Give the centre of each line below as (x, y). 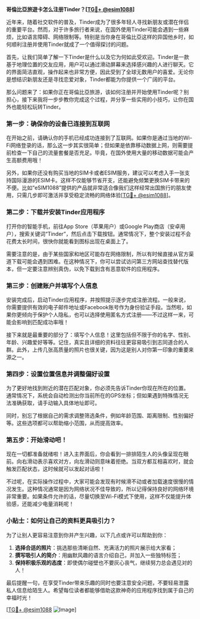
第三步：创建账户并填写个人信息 (52, 285)
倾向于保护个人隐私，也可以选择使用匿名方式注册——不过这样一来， (105, 315)
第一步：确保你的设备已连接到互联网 (58, 123)
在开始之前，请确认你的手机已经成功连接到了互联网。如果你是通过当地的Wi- (99, 138)
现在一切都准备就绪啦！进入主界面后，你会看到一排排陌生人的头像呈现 (92, 454)
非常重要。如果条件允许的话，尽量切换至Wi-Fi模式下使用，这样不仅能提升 (96, 496)
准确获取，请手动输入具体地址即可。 (55, 403)
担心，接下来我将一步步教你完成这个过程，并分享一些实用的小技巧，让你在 (97, 99)
